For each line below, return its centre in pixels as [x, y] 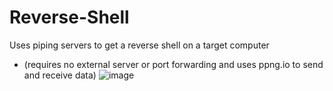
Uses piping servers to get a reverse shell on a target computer [139, 45]
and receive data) [60, 75]
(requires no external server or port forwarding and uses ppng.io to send [173, 64]
